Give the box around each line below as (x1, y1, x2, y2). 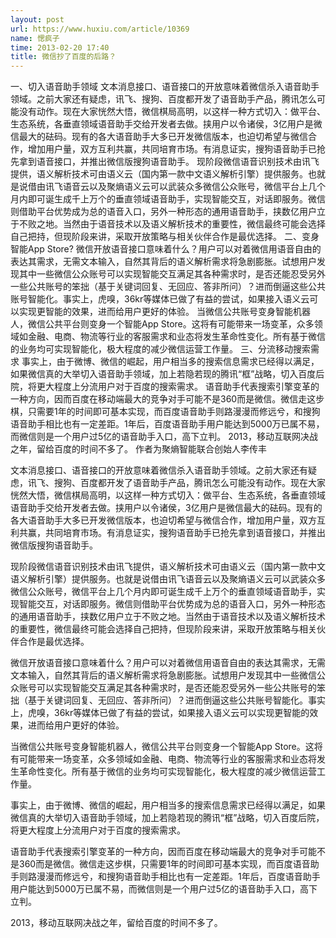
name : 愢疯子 (10, 33, 60, 43)
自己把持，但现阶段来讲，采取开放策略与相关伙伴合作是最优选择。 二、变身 (10, 231, 320, 243)
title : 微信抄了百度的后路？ (10, 52, 117, 62)
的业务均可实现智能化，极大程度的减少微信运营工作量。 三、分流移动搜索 (10, 343, 311, 355)
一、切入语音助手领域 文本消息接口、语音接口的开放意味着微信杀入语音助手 (10, 81, 320, 93)
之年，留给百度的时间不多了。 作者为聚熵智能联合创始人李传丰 (10, 443, 267, 455)
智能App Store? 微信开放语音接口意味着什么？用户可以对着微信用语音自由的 (10, 243, 322, 255)
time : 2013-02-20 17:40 (10, 42, 110, 53)
